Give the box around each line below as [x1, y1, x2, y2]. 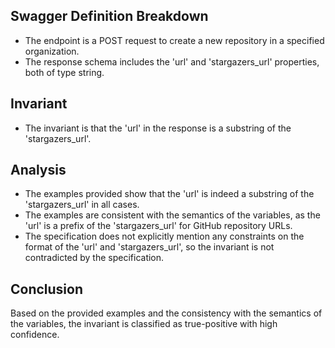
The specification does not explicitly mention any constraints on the [24, 230, 305, 243]
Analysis [10, 162, 67, 179]
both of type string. [24, 66, 105, 78]
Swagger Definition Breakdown [10, 8, 209, 25]
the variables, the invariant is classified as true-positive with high [10, 318, 278, 330]
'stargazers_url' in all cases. [24, 199, 140, 211]
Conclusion [10, 280, 84, 298]
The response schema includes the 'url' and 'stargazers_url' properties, [24, 55, 320, 68]
